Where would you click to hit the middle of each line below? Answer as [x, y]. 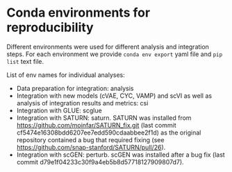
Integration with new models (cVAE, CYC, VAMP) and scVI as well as [114, 96]
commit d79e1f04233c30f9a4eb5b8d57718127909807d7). [100, 162]
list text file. [25, 61]
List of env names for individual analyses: [66, 75]
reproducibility [50, 27]
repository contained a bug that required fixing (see [90, 139]
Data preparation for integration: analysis [75, 88]
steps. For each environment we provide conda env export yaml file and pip [115, 54]
